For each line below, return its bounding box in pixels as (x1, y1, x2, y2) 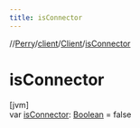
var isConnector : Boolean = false (9, 109, 132, 120)
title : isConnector (9, 13, 83, 23)
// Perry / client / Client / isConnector (9, 38, 131, 49)
